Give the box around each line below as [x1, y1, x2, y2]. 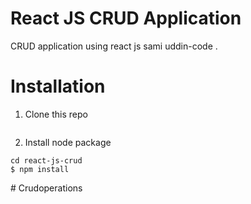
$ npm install [10, 164, 70, 174]
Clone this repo [24, 108, 88, 120]
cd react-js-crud [10, 155, 83, 166]
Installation [10, 75, 106, 98]
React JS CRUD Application [10, 7, 242, 30]
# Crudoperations [10, 182, 83, 194]
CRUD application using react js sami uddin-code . [10, 40, 218, 52]
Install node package [24, 136, 112, 148]
